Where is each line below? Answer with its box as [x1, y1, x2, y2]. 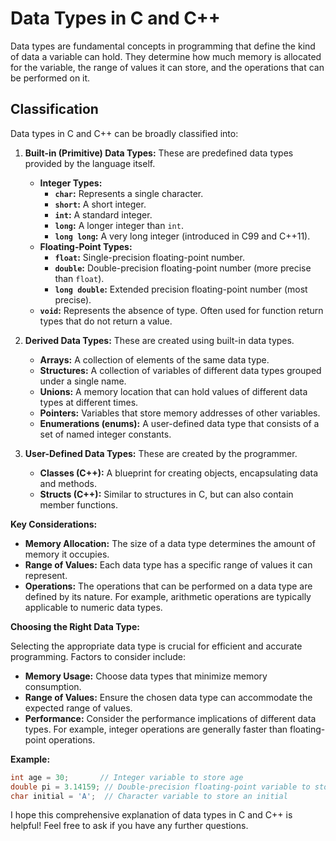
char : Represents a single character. [54, 187, 204, 199]
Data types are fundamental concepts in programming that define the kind [10, 40, 316, 52]
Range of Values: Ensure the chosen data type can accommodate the [24, 691, 313, 703]
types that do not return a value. [39, 315, 173, 327]
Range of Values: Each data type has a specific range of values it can [24, 558, 313, 571]
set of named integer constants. [39, 428, 172, 440]
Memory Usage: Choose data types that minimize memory [24, 670, 268, 682]
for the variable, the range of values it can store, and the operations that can [10, 61, 325, 73]
